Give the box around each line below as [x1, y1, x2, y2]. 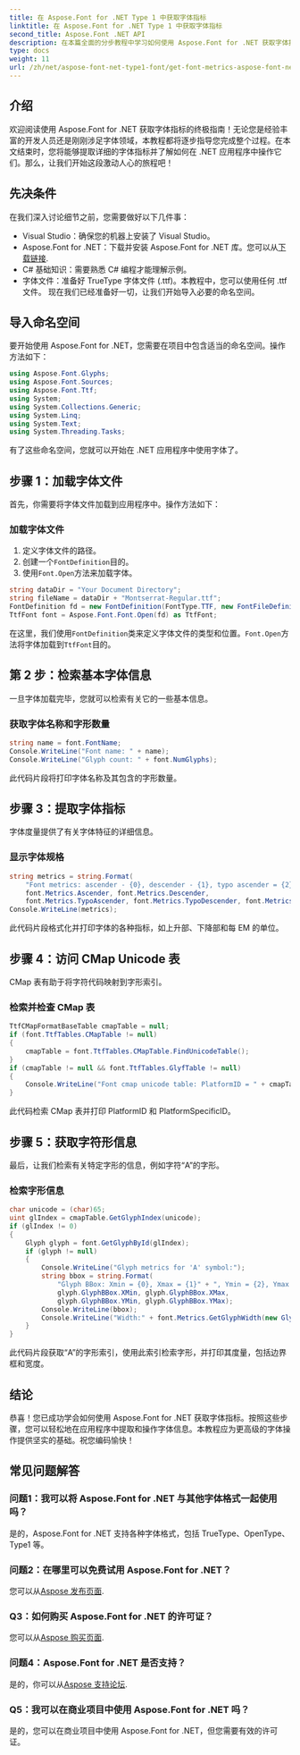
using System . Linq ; [9, 410, 82, 420]
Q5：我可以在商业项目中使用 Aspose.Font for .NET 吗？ [9, 1703, 250, 1716]
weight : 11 [9, 55, 50, 63]
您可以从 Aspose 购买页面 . [9, 1633, 104, 1643]
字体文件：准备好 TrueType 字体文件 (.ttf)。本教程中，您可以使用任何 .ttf [21, 274, 287, 286]
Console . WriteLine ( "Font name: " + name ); [9, 747, 170, 755]
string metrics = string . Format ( [9, 872, 134, 881]
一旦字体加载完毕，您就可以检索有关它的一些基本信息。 [9, 693, 212, 704]
